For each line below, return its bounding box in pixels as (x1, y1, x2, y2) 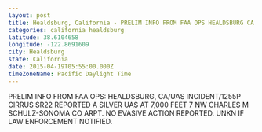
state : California (8, 56, 68, 64)
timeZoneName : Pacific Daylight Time (8, 70, 132, 78)
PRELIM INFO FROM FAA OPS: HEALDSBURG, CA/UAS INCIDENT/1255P (8, 91, 242, 101)
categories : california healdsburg (8, 26, 125, 34)
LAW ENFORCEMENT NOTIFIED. (8, 116, 113, 126)
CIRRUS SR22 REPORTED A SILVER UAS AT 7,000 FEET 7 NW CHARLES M (8, 100, 249, 109)
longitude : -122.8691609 (8, 41, 89, 49)
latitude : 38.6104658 (8, 33, 79, 42)
